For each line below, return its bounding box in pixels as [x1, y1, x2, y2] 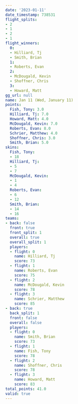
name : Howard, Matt [14, 377, 56, 382]
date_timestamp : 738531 [5, 12, 56, 17]
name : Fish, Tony [14, 348, 51, 354]
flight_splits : [5, 17, 37, 22]
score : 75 [14, 273, 35, 278]
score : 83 [14, 382, 35, 387]
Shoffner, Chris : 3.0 [10, 136, 56, 141]
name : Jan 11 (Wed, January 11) [5, 97, 73, 102]
